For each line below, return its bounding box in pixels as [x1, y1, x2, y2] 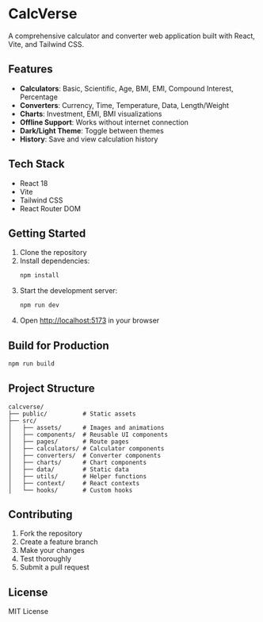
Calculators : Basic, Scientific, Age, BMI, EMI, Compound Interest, [19, 83, 234, 93]
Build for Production [8, 338, 109, 352]
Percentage [19, 92, 58, 102]
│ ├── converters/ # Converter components [8, 451, 161, 459]
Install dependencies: [19, 256, 90, 266]
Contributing [8, 508, 73, 521]
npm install [19, 272, 59, 280]
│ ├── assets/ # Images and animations [8, 423, 165, 431]
